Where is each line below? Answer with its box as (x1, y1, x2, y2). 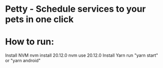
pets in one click (5, 14, 74, 25)
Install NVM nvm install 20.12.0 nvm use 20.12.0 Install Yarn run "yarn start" (5, 52, 159, 58)
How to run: (5, 36, 54, 47)
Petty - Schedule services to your (5, 3, 146, 15)
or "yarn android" (5, 58, 41, 64)
